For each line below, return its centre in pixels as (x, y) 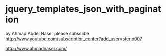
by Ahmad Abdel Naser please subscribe (47, 33)
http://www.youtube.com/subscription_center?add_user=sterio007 (74, 39)
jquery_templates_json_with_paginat (83, 9)
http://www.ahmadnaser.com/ (36, 48)
